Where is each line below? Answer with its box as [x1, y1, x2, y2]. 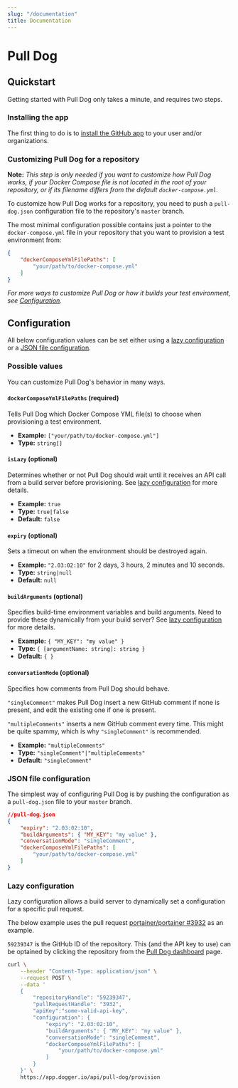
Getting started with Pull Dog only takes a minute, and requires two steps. [7, 95, 222, 103]
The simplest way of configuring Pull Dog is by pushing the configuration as [7, 790, 229, 798]
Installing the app [7, 113, 69, 122]
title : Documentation [7, 17, 72, 24]
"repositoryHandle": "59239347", [33, 994, 132, 1001]
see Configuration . [7, 296, 63, 305]
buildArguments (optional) [7, 592, 83, 600]
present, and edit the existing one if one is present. [7, 706, 156, 714]
